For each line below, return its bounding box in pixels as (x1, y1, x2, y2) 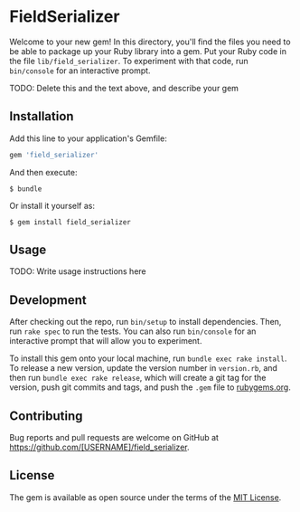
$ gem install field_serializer (9, 217, 131, 227)
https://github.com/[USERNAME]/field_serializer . (9, 441, 190, 453)
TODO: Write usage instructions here (9, 266, 146, 277)
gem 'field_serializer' (9, 150, 99, 159)
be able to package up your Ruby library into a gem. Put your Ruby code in (9, 45, 287, 56)
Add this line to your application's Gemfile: (9, 133, 167, 144)
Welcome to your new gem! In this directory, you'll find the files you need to (9, 36, 291, 47)
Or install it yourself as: (9, 200, 95, 211)
